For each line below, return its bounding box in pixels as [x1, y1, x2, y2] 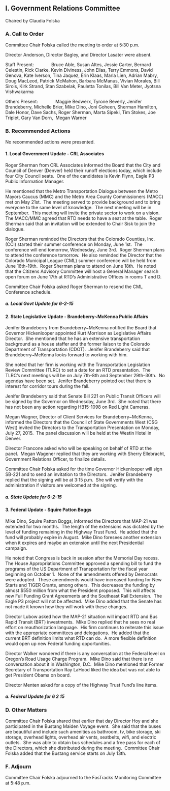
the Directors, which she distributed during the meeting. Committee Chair [5, 745, 160, 751]
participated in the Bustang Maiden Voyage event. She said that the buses [5, 723, 161, 729]
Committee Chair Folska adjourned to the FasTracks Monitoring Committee [5, 775, 161, 781]
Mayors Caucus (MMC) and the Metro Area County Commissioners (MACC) [5, 193, 164, 200]
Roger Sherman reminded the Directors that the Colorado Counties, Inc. [5, 236, 155, 242]
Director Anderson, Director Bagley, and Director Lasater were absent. [5, 52, 152, 58]
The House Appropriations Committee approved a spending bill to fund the [5, 560, 161, 567]
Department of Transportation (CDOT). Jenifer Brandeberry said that [5, 346, 150, 353]
